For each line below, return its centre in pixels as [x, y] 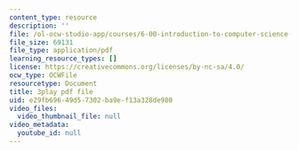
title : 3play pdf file [51, 91]
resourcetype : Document [53, 83]
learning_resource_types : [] [63, 59]
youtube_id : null [49, 133]
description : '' [39, 26]
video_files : [33, 108]
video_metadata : [39, 125]
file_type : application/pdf [61, 51]
